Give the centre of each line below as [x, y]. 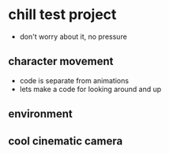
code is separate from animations [74, 80]
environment [40, 114]
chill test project [62, 15]
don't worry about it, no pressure [73, 36]
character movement [61, 61]
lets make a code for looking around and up [90, 89]
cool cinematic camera [66, 141]
